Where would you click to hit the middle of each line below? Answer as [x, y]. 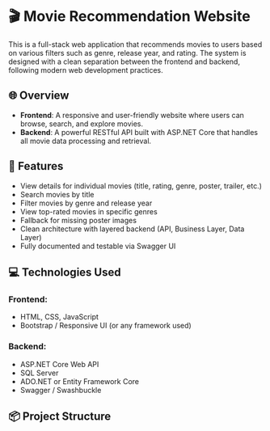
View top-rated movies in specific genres [89, 211]
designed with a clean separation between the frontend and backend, [124, 61]
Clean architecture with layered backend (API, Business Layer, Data [132, 229]
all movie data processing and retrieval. [86, 141]
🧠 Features [36, 166]
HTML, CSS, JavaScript [59, 317]
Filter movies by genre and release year [86, 203]
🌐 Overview [39, 96]
